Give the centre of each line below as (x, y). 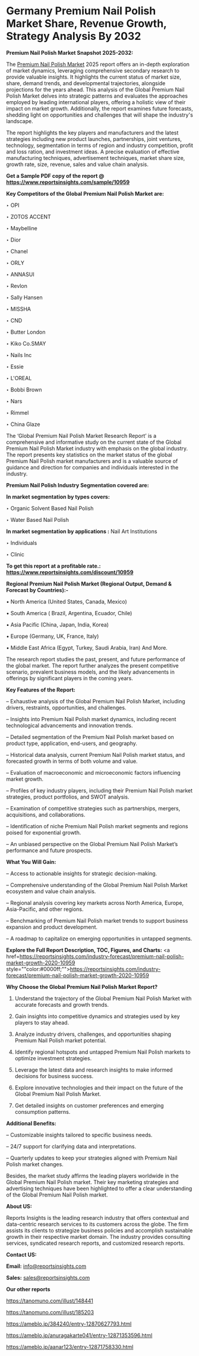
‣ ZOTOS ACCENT (29, 217)
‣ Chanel (17, 251)
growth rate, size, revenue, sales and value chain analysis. (77, 164)
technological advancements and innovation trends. (70, 725)
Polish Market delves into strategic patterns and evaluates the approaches (97, 96)
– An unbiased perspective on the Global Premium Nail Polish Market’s (92, 844)
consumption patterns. (42, 1111)
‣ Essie (15, 367)
